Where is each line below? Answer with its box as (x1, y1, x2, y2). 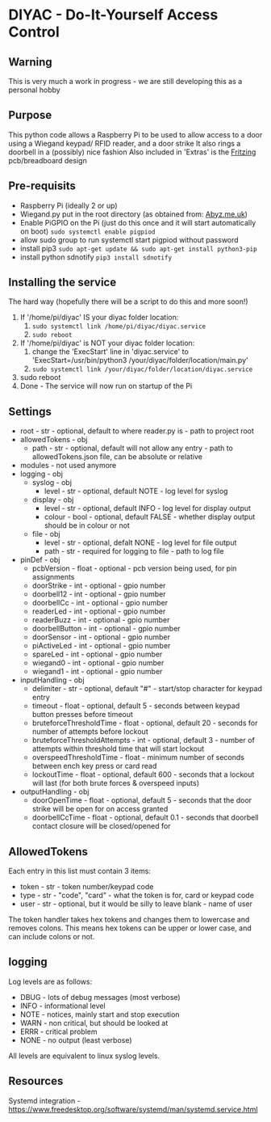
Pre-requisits (8, 179, 77, 193)
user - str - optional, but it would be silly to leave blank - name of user (19, 899, 252, 909)
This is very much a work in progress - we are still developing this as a (8, 77, 243, 86)
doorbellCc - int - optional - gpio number (31, 598, 168, 608)
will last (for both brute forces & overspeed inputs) (31, 778, 200, 788)
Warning (8, 55, 52, 69)
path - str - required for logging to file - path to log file (44, 546, 224, 556)
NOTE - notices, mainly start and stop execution (19, 1009, 180, 1019)
